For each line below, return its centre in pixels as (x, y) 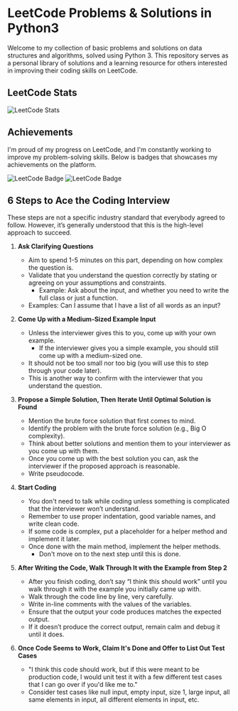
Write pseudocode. (56, 474)
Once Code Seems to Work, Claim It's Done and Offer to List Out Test (121, 648)
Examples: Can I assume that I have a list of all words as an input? (124, 305)
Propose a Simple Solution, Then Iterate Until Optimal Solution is (114, 400)
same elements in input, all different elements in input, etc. (114, 700)
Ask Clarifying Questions (55, 246)
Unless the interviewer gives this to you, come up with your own (122, 333)
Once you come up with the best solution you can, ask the (113, 459)
